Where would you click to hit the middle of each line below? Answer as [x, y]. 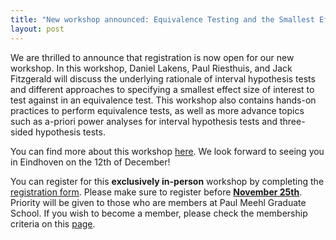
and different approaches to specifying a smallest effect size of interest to [162, 89]
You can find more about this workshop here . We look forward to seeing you [167, 151]
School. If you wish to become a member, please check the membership [159, 213]
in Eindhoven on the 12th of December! [90, 162]
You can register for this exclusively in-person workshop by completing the [167, 181]
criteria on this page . [53, 223]
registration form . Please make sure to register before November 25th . [156, 192]
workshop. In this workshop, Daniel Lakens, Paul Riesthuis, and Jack [151, 68]
